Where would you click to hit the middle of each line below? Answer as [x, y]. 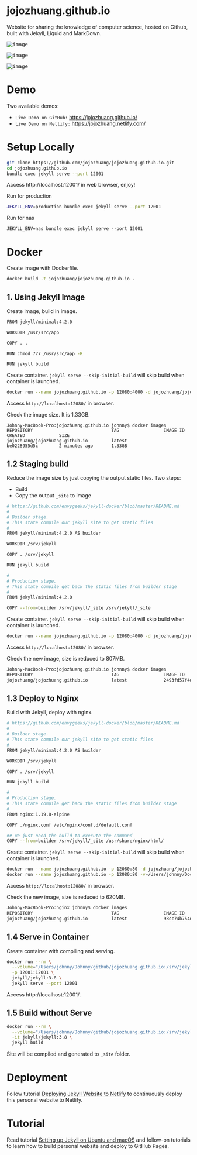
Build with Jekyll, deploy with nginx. [50, 713]
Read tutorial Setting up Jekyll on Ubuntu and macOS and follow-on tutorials [98, 1140]
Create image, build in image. [42, 311]
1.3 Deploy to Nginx [43, 698]
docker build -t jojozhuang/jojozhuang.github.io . [71, 279]
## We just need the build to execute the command [70, 836]
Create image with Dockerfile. [42, 268]
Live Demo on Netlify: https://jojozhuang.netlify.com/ [80, 123]
